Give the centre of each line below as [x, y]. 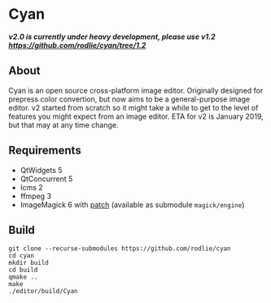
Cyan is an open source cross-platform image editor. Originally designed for [136, 90]
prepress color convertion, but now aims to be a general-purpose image [129, 99]
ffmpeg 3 [35, 196]
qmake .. [23, 277]
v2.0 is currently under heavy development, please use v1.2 [112, 37]
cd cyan [22, 256]
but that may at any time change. [63, 125]
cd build [23, 270]
